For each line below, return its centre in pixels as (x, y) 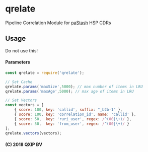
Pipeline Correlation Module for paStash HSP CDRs (58, 23)
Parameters (18, 62)
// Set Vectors (21, 100)
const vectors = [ (24, 105)
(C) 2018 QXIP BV (24, 144)
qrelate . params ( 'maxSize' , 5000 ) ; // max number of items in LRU (74, 87)
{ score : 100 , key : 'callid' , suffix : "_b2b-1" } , (68, 110)
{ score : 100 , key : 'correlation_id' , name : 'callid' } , (75, 115)
